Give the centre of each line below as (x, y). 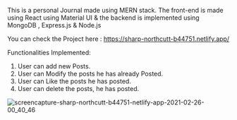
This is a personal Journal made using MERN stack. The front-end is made (115, 10)
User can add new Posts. (54, 66)
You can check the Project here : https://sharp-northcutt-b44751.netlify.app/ (119, 39)
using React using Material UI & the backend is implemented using (103, 18)
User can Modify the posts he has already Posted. (90, 74)
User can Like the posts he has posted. (74, 81)
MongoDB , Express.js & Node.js (54, 25)
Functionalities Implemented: (49, 53)
